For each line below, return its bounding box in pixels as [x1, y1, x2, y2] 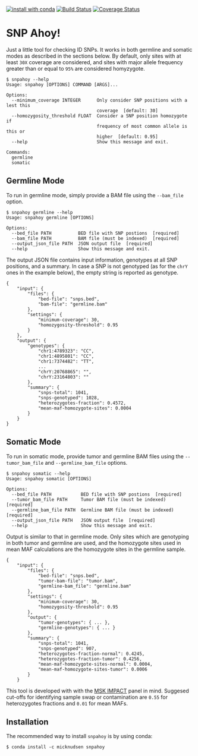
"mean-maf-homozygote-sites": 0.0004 [37, 405, 132, 411]
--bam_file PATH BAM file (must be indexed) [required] [11, 235, 180, 241]
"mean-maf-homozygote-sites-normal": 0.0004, [37, 661, 153, 667]
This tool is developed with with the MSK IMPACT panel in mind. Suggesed [6, 687, 189, 694]
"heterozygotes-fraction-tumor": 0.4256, [37, 656, 143, 662]
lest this [6, 102, 31, 108]
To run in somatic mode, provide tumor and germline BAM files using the [6, 452, 184, 460]
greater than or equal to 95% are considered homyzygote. [6, 65, 145, 72]
